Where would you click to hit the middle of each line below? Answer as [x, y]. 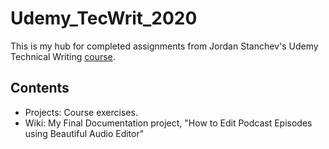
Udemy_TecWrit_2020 [104, 18]
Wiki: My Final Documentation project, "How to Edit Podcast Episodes [168, 123]
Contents [40, 88]
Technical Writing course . [63, 56]
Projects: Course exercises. [81, 112]
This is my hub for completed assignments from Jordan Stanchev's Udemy [164, 46]
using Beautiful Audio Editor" [84, 133]
